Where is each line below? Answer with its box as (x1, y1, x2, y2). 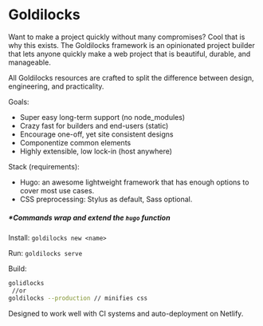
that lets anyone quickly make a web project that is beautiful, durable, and (8, 49, 251, 58)
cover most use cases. (19, 185, 95, 195)
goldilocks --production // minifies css (8, 294, 148, 302)
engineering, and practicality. (8, 81, 104, 91)
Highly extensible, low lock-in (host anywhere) (19, 146, 173, 156)
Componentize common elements (19, 137, 131, 147)
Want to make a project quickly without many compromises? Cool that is (8, 32, 245, 42)
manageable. (8, 58, 52, 67)
